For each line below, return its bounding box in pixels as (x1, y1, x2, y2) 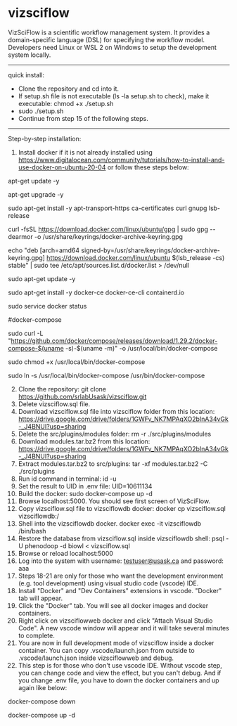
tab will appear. (18, 594, 63, 602)
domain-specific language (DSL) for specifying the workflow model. (8, 35, 205, 44)
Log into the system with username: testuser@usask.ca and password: (18, 557, 224, 565)
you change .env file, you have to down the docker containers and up (18, 676, 219, 685)
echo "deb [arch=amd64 (8, 246, 80, 254)
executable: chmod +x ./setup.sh (18, 99, 114, 108)
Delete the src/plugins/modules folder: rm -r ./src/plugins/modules (18, 429, 212, 438)
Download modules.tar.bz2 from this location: (18, 437, 150, 446)
